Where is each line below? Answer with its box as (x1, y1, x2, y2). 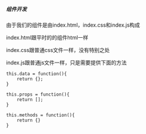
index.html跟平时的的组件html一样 (6, 34, 88, 41)
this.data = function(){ (6, 71, 67, 77)
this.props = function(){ (6, 91, 69, 97)
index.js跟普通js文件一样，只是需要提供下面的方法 (6, 59, 127, 66)
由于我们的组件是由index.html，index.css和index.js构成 (6, 21, 140, 28)
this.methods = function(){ (6, 112, 75, 118)
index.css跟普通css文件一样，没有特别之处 (6, 46, 110, 53)
